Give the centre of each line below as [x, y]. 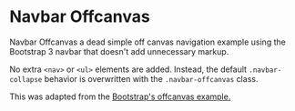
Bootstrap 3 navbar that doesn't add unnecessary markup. [119, 51]
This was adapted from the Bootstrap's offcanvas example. [120, 96]
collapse [26, 79]
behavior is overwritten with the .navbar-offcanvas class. [151, 78]
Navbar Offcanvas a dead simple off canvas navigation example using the [148, 42]
